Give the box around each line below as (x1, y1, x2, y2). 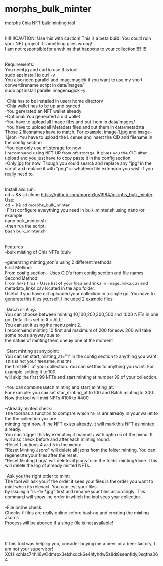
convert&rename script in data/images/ (5, 82, 84, 88)
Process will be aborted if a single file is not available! (5, 520, 114, 526)
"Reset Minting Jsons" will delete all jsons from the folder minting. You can (5, 447, 156, 453)
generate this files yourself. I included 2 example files (5, 296, 113, 302)
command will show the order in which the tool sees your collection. (5, 494, 142, 500)
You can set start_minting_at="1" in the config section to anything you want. (5, 353, 158, 359)
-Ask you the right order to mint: (5, 473, 70, 479)
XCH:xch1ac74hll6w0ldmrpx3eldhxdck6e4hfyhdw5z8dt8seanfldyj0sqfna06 (5, 551, 158, 557)
